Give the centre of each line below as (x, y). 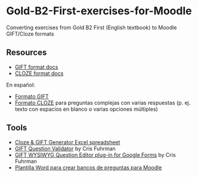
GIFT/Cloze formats (30, 33)
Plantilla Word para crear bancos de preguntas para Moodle (88, 167)
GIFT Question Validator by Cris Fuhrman (65, 148)
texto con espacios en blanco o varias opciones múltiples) (86, 109)
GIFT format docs (36, 67)
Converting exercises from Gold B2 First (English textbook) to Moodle (92, 27)
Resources (27, 53)
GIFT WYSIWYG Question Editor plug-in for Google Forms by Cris (95, 155)
